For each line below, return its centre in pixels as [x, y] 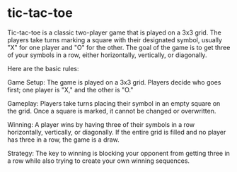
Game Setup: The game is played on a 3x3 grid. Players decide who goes [114, 82]
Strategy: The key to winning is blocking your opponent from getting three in [118, 153]
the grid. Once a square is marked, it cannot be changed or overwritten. [112, 111]
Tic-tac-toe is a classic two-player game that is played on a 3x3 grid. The [114, 32]
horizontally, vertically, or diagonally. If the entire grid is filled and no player [117, 132]
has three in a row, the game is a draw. [64, 140]
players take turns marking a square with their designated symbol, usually [115, 39]
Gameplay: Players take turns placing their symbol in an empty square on [114, 103]
